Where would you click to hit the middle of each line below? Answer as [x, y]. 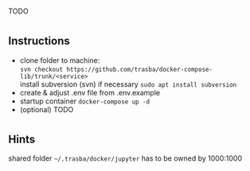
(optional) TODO [47, 109]
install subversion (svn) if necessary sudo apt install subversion [128, 84]
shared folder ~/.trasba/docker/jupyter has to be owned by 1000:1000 [125, 158]
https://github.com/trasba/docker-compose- [140, 69]
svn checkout [41, 69]
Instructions [39, 41]
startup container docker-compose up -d [84, 101]
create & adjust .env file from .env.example [90, 92]
